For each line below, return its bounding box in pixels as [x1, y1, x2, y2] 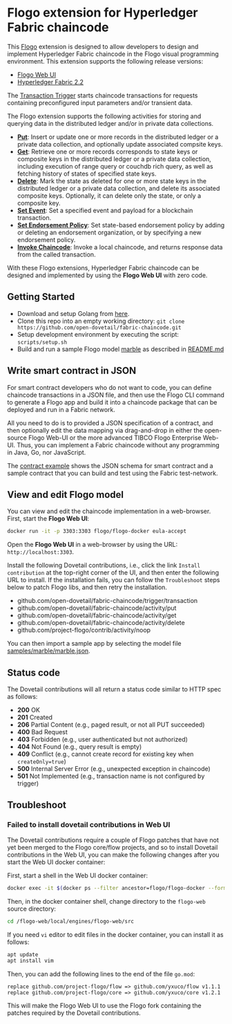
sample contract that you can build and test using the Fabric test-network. [7, 469, 219, 477]
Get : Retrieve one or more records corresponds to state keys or [17, 147, 198, 156]
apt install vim [7, 958, 54, 965]
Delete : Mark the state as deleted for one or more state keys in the [17, 176, 207, 185]
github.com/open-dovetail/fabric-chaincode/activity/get [17, 611, 177, 620]
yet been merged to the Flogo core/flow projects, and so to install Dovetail [7, 843, 218, 851]
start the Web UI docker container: [7, 857, 106, 866]
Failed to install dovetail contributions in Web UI [7, 820, 171, 830]
